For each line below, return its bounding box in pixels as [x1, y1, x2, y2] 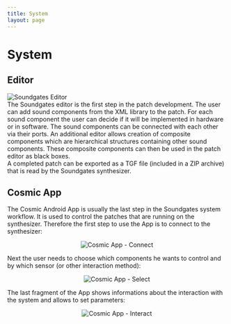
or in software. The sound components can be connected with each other [7, 122, 219, 131]
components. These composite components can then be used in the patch [7, 144, 221, 153]
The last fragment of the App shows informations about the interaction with [7, 289, 223, 297]
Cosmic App [7, 186, 62, 198]
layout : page [7, 17, 45, 24]
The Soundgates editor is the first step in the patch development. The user [7, 100, 221, 108]
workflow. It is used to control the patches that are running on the [7, 213, 195, 221]
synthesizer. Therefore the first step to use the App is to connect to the [7, 220, 211, 228]
